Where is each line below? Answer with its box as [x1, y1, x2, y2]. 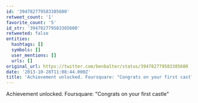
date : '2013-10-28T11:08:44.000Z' [6, 69, 91, 75]
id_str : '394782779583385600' [6, 25, 81, 31]
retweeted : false [6, 31, 49, 36]
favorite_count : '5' [6, 19, 57, 25]
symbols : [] [11, 47, 41, 53]
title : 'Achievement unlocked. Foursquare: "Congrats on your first [6, 74, 178, 80]
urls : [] [11, 58, 33, 64]
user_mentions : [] [11, 52, 57, 58]
